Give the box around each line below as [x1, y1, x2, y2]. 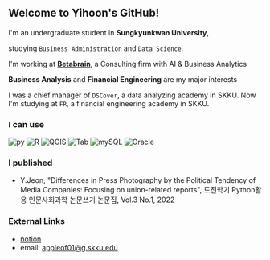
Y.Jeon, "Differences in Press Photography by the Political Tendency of [19, 175, 256, 185]
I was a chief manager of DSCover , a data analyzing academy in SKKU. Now [8, 90, 256, 100]
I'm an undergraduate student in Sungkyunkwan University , [8, 27, 210, 37]
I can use [8, 118, 44, 130]
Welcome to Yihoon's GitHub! [8, 6, 160, 20]
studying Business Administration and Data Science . [8, 43, 184, 53]
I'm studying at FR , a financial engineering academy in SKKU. [8, 98, 210, 108]
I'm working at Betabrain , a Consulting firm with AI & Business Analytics [8, 59, 247, 68]
